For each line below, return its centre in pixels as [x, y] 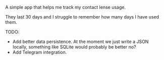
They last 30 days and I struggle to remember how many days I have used [82, 17]
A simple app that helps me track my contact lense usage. [66, 7]
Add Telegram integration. [40, 52]
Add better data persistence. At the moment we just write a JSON [80, 41]
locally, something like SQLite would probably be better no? [74, 47]
